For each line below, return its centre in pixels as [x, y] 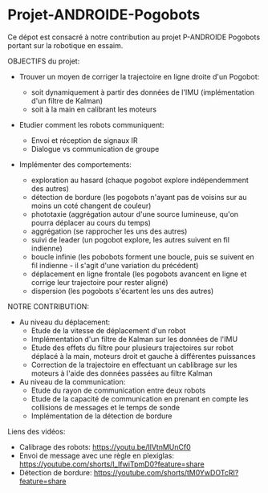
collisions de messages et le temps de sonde [106, 407]
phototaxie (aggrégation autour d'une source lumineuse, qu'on [134, 214]
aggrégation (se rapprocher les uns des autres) [109, 231]
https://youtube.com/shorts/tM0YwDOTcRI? [166, 472]
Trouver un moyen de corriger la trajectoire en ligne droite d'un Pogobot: [139, 76]
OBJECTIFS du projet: [44, 61]
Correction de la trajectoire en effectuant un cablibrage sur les [134, 365]
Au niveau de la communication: [72, 381]
